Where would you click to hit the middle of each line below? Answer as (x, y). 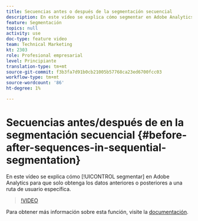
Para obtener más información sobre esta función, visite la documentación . (97, 212)
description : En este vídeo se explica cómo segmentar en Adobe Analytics (100, 17)
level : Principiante (32, 61)
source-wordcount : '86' (35, 83)
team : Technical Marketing (39, 45)
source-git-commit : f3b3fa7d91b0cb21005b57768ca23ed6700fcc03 (84, 72)
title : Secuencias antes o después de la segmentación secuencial (89, 11)
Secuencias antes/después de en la (95, 123)
